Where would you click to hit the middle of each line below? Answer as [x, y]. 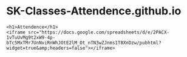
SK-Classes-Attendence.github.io [94, 11]
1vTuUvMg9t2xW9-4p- [31, 37]
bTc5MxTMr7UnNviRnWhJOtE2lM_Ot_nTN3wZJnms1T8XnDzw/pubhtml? [84, 43]
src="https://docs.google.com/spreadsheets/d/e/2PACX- [99, 32]
